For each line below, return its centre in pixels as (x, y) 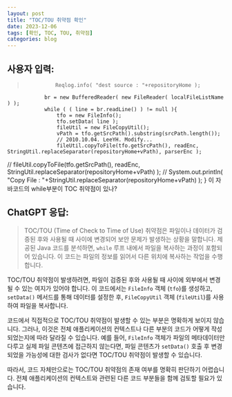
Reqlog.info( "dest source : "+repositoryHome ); (128, 85)
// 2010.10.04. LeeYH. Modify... (105, 139)
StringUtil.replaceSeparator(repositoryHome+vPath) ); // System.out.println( (115, 172)
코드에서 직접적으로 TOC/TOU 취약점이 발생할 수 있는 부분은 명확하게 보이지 (109, 320)
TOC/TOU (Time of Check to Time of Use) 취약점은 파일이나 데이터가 (120, 230)
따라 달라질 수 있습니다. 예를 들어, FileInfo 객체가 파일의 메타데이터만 (131, 337)
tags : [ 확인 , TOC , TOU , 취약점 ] (50, 33)
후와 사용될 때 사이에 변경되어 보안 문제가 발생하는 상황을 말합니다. (126, 239)
